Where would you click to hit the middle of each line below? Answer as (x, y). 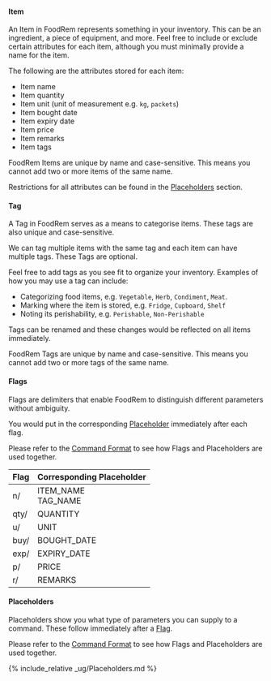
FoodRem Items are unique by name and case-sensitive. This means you (129, 163)
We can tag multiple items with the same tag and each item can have (123, 248)
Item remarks (42, 139)
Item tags (36, 147)
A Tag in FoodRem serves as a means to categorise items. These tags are (131, 224)
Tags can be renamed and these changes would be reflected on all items (129, 330)
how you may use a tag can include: (68, 281)
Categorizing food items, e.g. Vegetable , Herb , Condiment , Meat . (124, 297)
